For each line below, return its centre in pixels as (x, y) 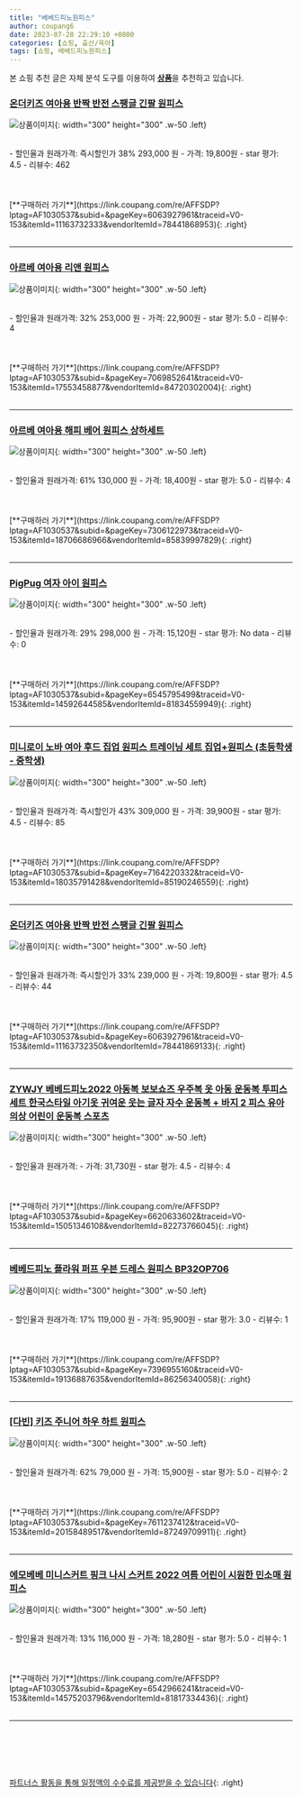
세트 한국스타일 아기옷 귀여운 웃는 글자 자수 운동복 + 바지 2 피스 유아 (147, 1103)
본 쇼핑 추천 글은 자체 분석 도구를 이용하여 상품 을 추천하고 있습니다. (127, 78)
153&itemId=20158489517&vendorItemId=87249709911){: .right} (128, 1531)
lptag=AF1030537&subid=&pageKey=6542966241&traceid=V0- (127, 1689)
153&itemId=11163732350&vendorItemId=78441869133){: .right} (128, 1046)
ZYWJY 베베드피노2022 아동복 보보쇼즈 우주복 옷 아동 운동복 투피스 (148, 1089)
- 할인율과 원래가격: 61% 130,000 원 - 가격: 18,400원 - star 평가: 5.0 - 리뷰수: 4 (150, 481)
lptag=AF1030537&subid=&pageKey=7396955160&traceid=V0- (127, 1369)
